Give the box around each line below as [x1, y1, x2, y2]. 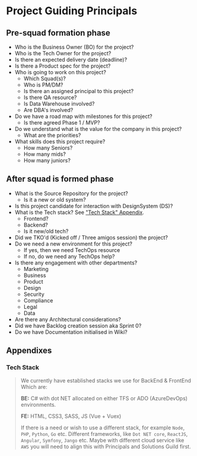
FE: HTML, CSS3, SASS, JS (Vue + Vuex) [20, 412, 122, 419]
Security [23, 291, 45, 298]
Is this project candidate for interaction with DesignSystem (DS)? [14, 202, 173, 209]
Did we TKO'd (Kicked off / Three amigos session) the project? [14, 234, 168, 241]
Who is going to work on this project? [14, 69, 107, 75]
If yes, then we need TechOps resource [23, 246, 120, 253]
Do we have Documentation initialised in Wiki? [14, 328, 128, 336]
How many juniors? [23, 157, 71, 164]
